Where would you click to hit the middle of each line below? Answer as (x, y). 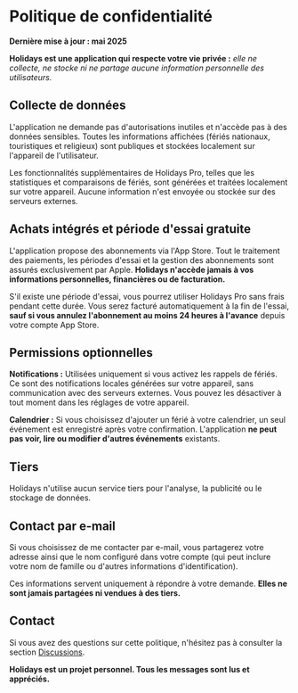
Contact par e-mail (62, 526)
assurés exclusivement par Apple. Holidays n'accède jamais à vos (132, 269)
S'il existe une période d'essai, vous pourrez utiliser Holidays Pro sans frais (147, 296)
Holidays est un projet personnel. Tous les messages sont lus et (130, 669)
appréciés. (30, 679)
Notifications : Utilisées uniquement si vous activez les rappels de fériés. (143, 374)
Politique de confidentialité (111, 16)
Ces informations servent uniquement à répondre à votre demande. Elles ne (148, 583)
